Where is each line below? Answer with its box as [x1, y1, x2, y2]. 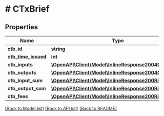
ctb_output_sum [7, 85, 46, 92]
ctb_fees [7, 93, 28, 99]
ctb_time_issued [7, 54, 47, 60]
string [51, 45, 65, 52]
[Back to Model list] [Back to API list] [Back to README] [5, 106, 117, 111]
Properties [5, 23, 38, 31]
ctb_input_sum [7, 77, 43, 84]
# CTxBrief [5, 3, 50, 15]
